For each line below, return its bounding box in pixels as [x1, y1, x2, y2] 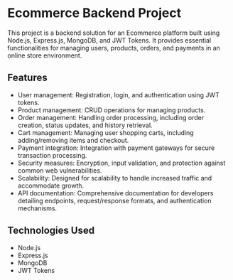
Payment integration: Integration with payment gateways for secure [17, 144, 215, 152]
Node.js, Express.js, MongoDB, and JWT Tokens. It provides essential [7, 36, 212, 44]
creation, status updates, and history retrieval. [17, 121, 153, 129]
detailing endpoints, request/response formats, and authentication [17, 196, 212, 205]
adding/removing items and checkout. [17, 136, 129, 144]
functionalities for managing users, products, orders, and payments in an [7, 43, 220, 52]
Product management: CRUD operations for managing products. [17, 105, 206, 114]
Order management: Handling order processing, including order [17, 113, 205, 122]
